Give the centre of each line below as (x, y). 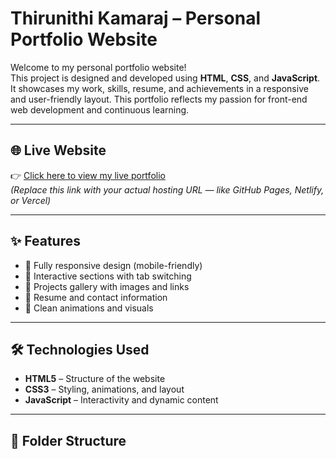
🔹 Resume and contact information (96, 297)
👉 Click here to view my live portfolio (88, 175)
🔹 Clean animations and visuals (89, 308)
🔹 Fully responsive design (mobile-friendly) (113, 265)
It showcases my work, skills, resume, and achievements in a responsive (159, 88)
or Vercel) (31, 200)
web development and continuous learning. (100, 109)
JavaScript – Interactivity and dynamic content (121, 400)
